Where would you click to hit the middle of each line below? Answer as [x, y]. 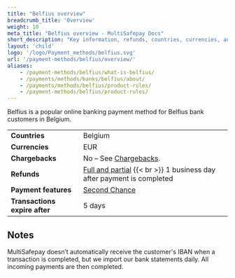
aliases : [20, 66]
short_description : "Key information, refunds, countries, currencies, [114, 40]
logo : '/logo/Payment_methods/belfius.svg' [72, 53]
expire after [30, 210]
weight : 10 [23, 27]
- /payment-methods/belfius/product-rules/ [84, 92]
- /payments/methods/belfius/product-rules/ [86, 85]
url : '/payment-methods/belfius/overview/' [72, 60]
